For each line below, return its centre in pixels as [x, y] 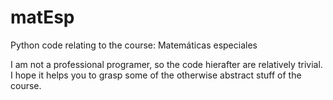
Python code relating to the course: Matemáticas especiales [134, 45]
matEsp [42, 17]
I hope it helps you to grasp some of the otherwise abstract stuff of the [156, 75]
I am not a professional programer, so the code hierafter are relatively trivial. [166, 64]
